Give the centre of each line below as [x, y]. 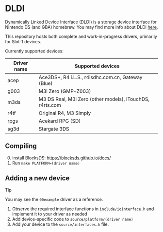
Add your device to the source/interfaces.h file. [60, 224]
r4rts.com [50, 105]
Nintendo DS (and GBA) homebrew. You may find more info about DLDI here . [81, 27]
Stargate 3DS [54, 129]
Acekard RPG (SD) [60, 121]
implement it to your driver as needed [49, 214]
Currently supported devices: [34, 51]
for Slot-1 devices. [23, 41]
